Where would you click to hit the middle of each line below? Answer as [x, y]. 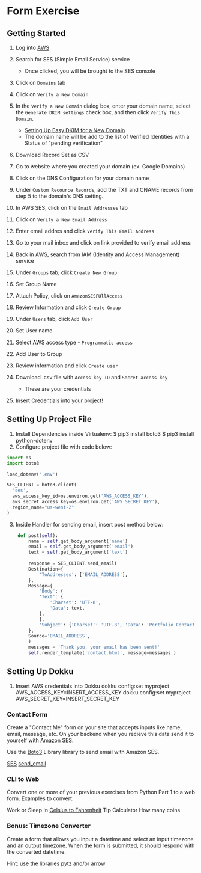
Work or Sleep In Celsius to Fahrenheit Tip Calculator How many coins [94, 810]
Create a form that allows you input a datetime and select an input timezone [100, 839]
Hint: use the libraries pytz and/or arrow [56, 863]
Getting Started [36, 33]
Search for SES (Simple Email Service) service [73, 59]
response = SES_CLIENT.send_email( [73, 563]
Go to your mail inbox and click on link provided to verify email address [103, 243]
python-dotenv [34, 440]
